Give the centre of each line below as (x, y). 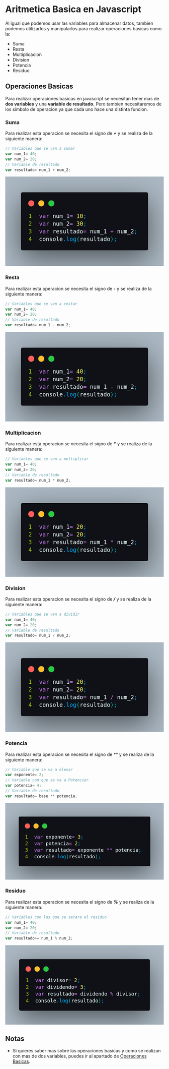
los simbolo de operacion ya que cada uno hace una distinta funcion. (77, 109)
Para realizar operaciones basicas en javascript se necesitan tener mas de (82, 98)
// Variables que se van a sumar (40, 149)
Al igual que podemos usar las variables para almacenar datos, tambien (79, 23)
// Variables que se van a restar (41, 304)
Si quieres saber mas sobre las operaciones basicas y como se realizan (87, 1051)
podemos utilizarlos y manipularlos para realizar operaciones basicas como (83, 28)
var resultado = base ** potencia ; (41, 796)
